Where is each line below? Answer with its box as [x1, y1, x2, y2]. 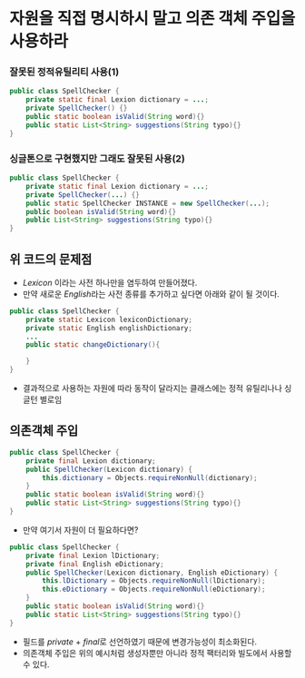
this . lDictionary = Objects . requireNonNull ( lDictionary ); [42, 576, 266, 585]
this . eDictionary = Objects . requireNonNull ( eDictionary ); [42, 585, 266, 594]
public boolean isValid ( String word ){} [25, 207, 177, 216]
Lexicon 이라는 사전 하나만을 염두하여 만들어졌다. [22, 277, 198, 288]
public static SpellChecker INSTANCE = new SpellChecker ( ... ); [25, 199, 271, 208]
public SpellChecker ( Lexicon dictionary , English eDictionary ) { [25, 568, 279, 577]
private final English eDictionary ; [25, 559, 165, 568]
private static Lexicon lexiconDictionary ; [25, 315, 193, 324]
